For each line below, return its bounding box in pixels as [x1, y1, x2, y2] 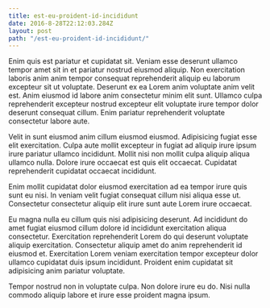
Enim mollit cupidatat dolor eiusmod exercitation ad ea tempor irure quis [8, 182, 247, 192]
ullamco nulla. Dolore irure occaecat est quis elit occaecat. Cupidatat [8, 158, 238, 168]
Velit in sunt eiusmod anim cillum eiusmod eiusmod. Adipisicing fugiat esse [8, 132, 258, 142]
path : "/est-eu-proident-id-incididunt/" [8, 34, 150, 43]
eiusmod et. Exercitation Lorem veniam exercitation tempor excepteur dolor [8, 249, 259, 259]
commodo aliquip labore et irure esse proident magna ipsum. [8, 290, 211, 300]
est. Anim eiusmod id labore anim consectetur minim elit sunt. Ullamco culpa [8, 90, 263, 101]
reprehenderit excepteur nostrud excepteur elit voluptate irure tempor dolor [8, 99, 260, 109]
